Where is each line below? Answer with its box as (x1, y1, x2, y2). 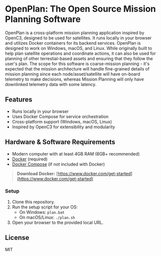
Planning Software (5, 14, 81, 25)
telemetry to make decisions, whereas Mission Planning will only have (5, 76, 144, 82)
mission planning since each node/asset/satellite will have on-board (5, 71, 140, 77)
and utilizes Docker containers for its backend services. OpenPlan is (5, 40, 141, 46)
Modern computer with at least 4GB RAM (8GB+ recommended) (12, 151, 140, 156)
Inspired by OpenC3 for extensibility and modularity (12, 124, 115, 130)
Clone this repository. (12, 199, 55, 205)
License (5, 234, 29, 242)
